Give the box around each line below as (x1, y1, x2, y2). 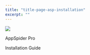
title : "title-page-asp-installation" (5, 7, 86, 12)
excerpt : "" (5, 12, 30, 17)
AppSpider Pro (5, 35, 36, 41)
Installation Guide (5, 44, 41, 50)
